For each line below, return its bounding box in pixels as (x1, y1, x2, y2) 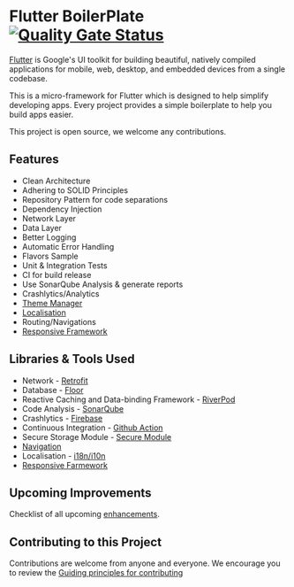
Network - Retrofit (21, 375, 88, 386)
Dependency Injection (21, 204, 102, 214)
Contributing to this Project (9, 534, 162, 550)
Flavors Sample (21, 251, 79, 261)
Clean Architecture (21, 175, 91, 186)
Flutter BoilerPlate (9, 6, 145, 27)
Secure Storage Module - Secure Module (21, 431, 172, 442)
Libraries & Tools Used (9, 351, 135, 367)
